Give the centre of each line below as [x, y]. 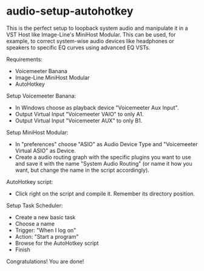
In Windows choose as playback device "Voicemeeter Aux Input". [97, 107]
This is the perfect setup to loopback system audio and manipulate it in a [97, 28]
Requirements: [24, 59]
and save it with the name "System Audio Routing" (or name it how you [104, 163]
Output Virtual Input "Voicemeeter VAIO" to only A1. [79, 114]
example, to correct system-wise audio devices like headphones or [90, 41]
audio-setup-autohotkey [70, 11]
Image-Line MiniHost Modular [52, 77]
